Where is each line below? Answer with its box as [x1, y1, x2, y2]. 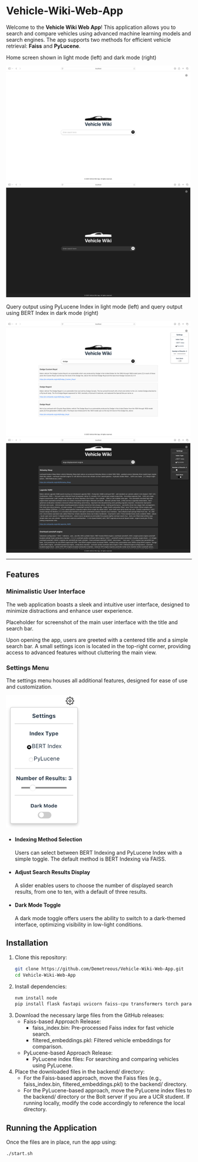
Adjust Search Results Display [14, 869, 90, 876]
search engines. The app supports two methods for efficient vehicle [6, 36, 171, 43]
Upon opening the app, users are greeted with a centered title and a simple [6, 636, 189, 644]
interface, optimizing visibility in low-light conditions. [14, 921, 143, 928]
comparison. [32, 1043, 63, 1051]
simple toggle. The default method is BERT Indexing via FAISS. [14, 855, 167, 862]
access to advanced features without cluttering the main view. [6, 649, 157, 656]
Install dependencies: [14, 983, 67, 990]
